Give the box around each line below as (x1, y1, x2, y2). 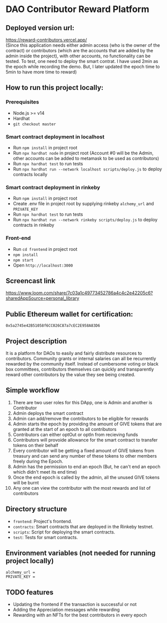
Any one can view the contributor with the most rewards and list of (13, 485, 151, 491)
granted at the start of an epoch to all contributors (13, 426, 117, 432)
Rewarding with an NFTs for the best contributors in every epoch (13, 612, 147, 618)
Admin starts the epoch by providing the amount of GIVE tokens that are (13, 421, 162, 427)
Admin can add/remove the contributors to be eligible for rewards (13, 415, 148, 421)
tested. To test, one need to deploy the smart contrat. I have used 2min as (6, 58, 158, 64)
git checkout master (13, 122, 56, 127)
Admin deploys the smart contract (13, 410, 84, 416)
